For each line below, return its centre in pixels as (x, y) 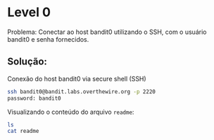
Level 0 (29, 12)
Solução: (27, 62)
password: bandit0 (34, 98)
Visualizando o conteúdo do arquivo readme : (71, 112)
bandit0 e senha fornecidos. (48, 39)
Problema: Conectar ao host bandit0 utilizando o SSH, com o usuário (107, 32)
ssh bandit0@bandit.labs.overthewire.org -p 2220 (82, 92)
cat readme (23, 132)
